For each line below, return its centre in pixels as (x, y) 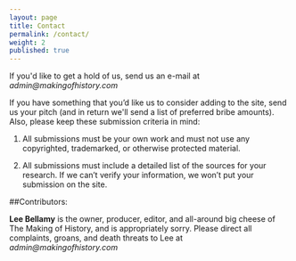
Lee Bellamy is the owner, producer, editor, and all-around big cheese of (143, 219)
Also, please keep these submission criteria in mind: (105, 122)
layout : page (33, 17)
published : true (39, 51)
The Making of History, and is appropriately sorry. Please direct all (131, 229)
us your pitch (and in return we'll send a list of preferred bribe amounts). (142, 112)
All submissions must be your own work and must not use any (136, 139)
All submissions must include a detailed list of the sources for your (144, 166)
